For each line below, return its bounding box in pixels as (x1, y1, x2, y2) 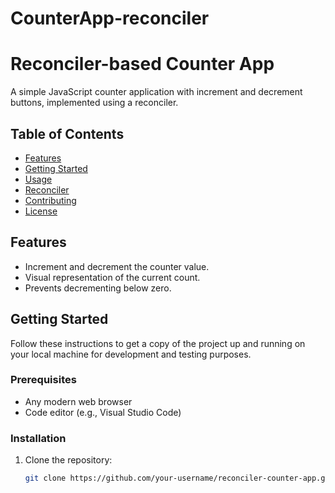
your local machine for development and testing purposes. (10, 348, 252, 360)
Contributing (24, 194, 77, 206)
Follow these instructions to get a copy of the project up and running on (10, 337, 306, 349)
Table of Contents (10, 125, 125, 142)
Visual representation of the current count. (24, 271, 201, 283)
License (24, 205, 58, 217)
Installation (10, 431, 67, 445)
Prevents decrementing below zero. (24, 282, 172, 294)
